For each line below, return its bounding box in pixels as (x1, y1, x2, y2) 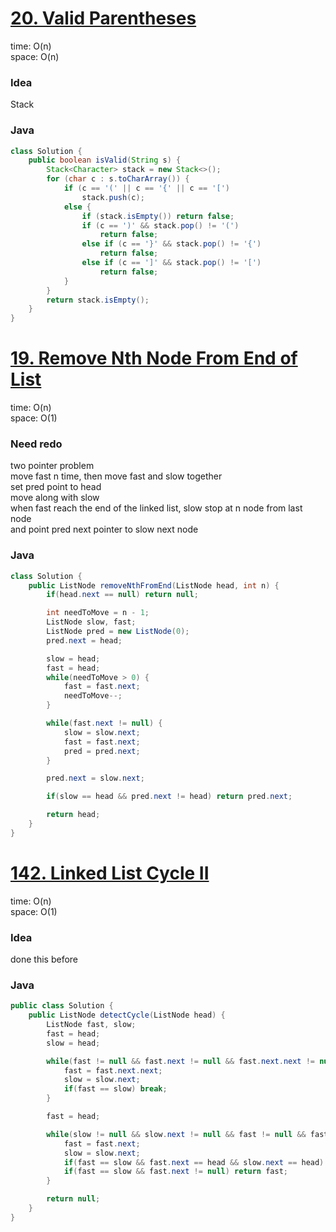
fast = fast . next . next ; (63, 1065, 163, 1076)
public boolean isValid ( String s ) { (28, 155, 182, 166)
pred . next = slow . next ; (46, 773, 145, 784)
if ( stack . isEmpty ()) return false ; (81, 211, 235, 221)
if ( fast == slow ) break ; (63, 1084, 168, 1094)
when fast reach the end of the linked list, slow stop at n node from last (10, 502, 303, 514)
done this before (10, 953, 79, 966)
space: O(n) (10, 50, 60, 62)
